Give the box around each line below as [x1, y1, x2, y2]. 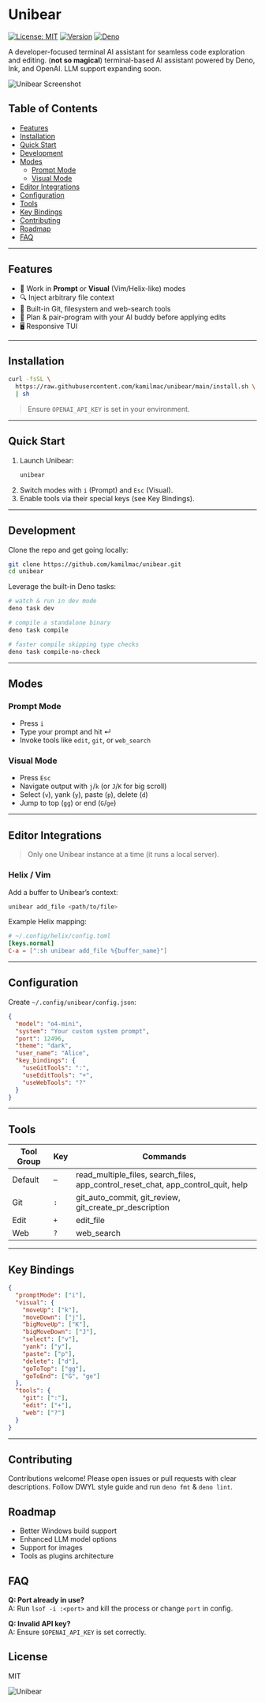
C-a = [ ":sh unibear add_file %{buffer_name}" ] [8, 947, 168, 955]
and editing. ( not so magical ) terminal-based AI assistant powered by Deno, [8, 55, 256, 65]
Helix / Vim [8, 870, 51, 881]
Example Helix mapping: [8, 917, 87, 927]
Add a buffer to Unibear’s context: [8, 887, 118, 897]
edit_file [76, 1215, 105, 1226]
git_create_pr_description [76, 1202, 170, 1213]
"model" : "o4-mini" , [15, 1020, 83, 1028]
